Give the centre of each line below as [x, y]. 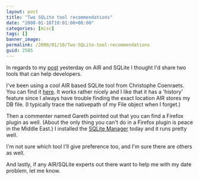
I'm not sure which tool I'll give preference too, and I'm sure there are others [99, 146]
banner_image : [24, 39]
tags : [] [17, 34]
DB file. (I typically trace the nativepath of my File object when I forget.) [94, 104]
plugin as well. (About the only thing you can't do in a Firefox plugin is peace [100, 122]
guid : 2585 [20, 51]
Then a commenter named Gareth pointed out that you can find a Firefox [95, 116]
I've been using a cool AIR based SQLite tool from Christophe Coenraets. [95, 85]
